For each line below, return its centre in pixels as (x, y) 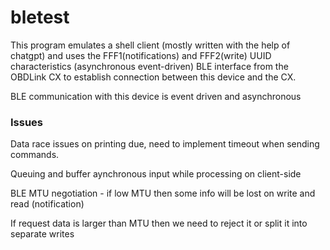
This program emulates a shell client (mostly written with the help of (150, 45)
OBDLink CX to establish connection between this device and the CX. (153, 77)
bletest (40, 17)
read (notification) (47, 204)
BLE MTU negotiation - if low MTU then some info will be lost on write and (163, 193)
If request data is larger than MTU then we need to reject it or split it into (159, 223)
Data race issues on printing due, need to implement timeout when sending (165, 144)
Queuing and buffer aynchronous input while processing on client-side (156, 174)
